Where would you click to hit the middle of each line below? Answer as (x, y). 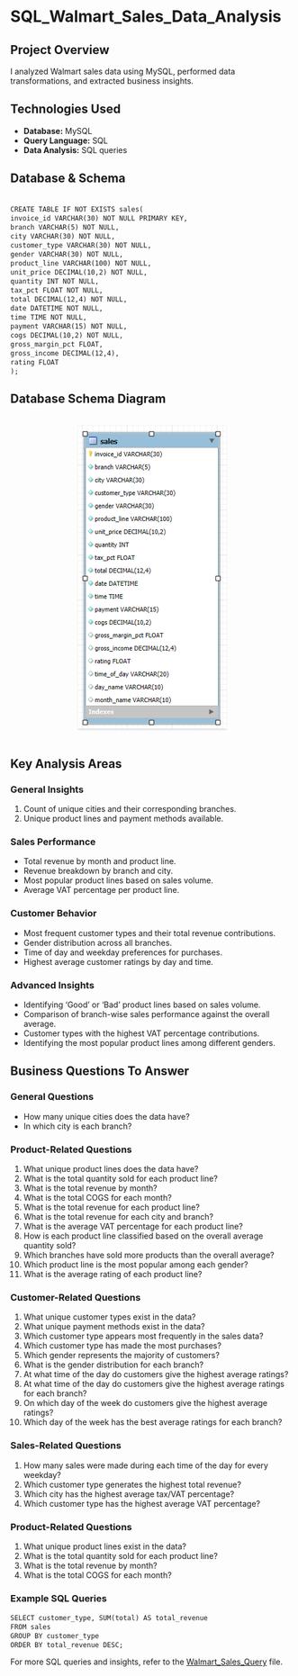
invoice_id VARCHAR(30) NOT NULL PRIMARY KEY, (99, 218)
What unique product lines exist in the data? (105, 1546)
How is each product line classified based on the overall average (143, 1236)
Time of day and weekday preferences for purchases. (123, 952)
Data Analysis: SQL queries (75, 149)
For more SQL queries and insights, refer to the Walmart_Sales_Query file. (146, 1662)
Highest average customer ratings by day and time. (118, 961)
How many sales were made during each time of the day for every (146, 1465)
